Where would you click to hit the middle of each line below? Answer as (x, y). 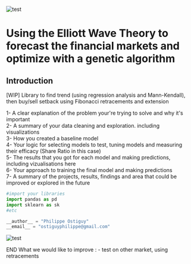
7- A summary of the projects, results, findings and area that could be (92, 176)
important (18, 119)
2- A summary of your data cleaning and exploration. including (83, 126)
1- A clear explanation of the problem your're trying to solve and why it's (95, 113)
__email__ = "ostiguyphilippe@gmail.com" (58, 227)
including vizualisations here (41, 164)
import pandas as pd (32, 199)
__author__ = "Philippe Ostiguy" (48, 221)
